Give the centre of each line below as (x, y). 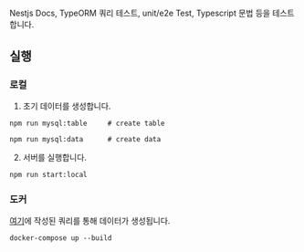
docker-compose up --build (61, 238)
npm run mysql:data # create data (85, 139)
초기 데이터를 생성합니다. (67, 106)
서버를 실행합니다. (54, 157)
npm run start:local (49, 174)
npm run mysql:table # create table (88, 123)
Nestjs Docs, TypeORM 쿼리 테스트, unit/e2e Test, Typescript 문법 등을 (140, 13)
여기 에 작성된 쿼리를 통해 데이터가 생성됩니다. (90, 221)
